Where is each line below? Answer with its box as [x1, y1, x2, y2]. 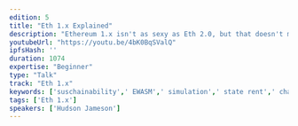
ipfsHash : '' [9, 46, 58, 55]
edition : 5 [9, 12, 50, 22]
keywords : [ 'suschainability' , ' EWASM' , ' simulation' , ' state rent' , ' [9, 87, 276, 96]
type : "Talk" [9, 71, 58, 80]
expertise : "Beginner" [9, 63, 93, 72]
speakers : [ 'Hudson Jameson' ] [9, 104, 122, 113]
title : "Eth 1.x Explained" [9, 21, 114, 30]
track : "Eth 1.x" [9, 79, 74, 88]
